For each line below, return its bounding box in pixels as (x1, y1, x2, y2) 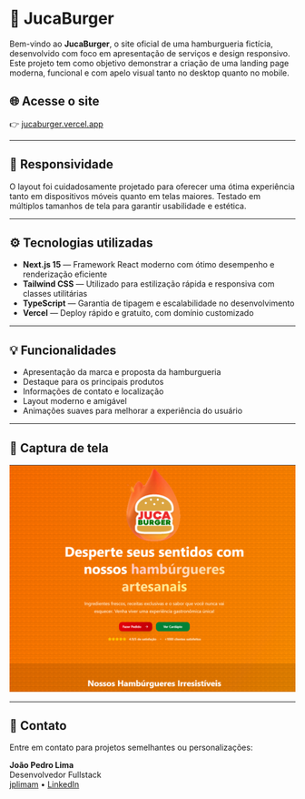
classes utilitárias (22, 288, 88, 299)
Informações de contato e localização (22, 386, 164, 397)
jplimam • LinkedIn (9, 779, 80, 790)
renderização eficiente (22, 268, 107, 280)
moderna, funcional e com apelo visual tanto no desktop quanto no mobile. (9, 67, 290, 78)
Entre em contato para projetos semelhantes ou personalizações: (9, 742, 253, 753)
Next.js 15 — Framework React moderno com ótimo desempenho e (22, 259, 275, 270)
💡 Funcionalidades (9, 342, 116, 358)
